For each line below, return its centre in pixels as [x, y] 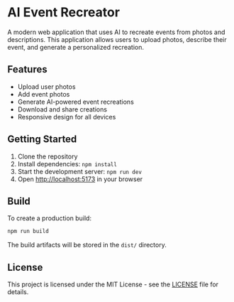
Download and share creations [62, 109]
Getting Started [42, 139]
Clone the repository [48, 156]
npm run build [28, 232]
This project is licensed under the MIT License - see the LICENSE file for [113, 284]
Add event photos [44, 94]
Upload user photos [46, 87]
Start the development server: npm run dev [79, 171]
